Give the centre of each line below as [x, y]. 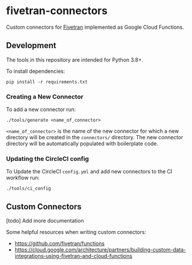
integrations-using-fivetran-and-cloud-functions [73, 256]
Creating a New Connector [45, 96]
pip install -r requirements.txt [47, 82]
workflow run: [23, 178]
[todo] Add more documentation [45, 221]
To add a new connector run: [41, 109]
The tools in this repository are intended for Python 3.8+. [75, 59]
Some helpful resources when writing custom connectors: [76, 232]
